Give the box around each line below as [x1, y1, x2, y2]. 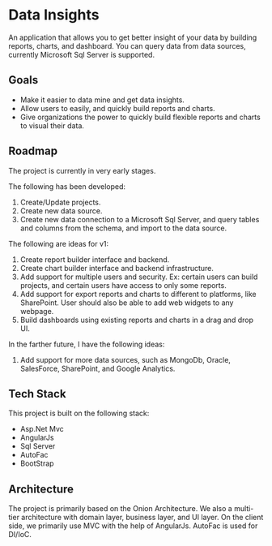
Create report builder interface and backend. [19, 254, 170, 264]
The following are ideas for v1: [8, 239, 109, 248]
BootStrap [19, 458, 54, 468]
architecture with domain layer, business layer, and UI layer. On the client [21, 513, 264, 522]
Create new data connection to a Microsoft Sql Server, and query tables [19, 214, 260, 224]
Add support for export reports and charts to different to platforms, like [19, 289, 257, 299]
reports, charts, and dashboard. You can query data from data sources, [8, 41, 246, 50]
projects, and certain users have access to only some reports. [19, 280, 227, 290]
